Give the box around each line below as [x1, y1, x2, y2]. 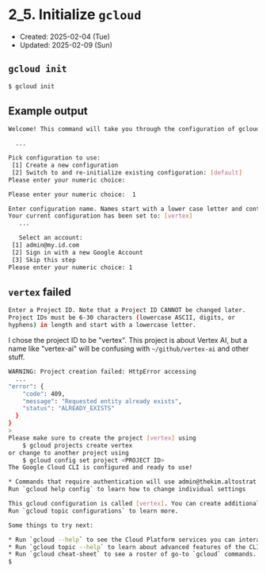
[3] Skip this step [11, 256, 77, 263]
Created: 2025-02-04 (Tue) [19, 32, 111, 41]
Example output [8, 105, 89, 118]
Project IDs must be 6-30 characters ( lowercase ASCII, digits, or [8, 313, 236, 322]
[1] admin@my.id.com [11, 241, 80, 249]
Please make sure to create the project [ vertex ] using [8, 434, 196, 442]
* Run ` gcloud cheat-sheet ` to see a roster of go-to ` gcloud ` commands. [8, 550, 257, 559]
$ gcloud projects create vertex [22, 441, 133, 449]
